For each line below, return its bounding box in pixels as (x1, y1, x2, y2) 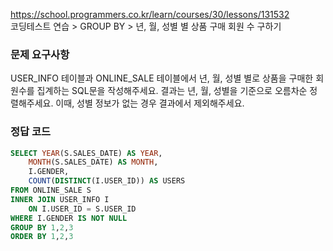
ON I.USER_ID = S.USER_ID (28, 204, 137, 214)
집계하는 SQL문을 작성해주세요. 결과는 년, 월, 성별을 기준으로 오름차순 (36, 85, 308, 97)
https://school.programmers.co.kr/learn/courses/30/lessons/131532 (10, 9, 290, 20)
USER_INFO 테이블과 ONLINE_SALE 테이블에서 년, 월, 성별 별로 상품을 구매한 (10, 72, 314, 84)
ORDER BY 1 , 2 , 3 (10, 232, 74, 242)
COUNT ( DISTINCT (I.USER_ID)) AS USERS (28, 176, 186, 186)
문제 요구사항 (10, 47, 70, 61)
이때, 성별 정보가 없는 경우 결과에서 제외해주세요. (55, 97, 245, 109)
